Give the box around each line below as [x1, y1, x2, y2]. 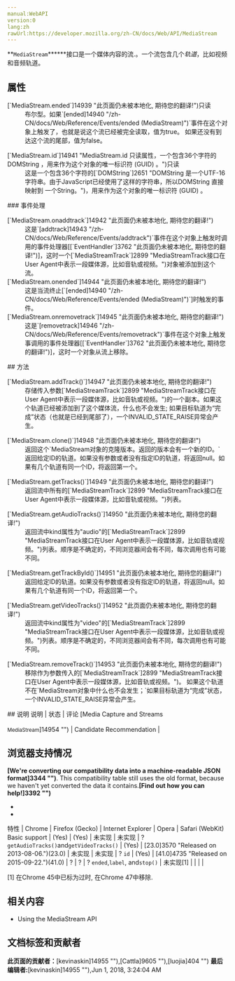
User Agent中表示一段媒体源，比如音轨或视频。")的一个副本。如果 [24, 395, 216, 403]
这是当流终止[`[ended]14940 [24, 286, 107, 295]
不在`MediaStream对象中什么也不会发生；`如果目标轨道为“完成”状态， [24, 686, 226, 695]
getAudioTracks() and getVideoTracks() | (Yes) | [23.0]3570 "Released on [7, 841, 217, 849]
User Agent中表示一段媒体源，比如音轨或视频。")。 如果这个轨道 [36, 678, 224, 686]
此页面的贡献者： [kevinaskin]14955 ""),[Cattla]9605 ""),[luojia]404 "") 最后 [7, 956, 223, 965]
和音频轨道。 [7, 59, 44, 67]
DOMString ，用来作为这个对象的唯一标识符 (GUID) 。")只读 [7, 160, 180, 168]
